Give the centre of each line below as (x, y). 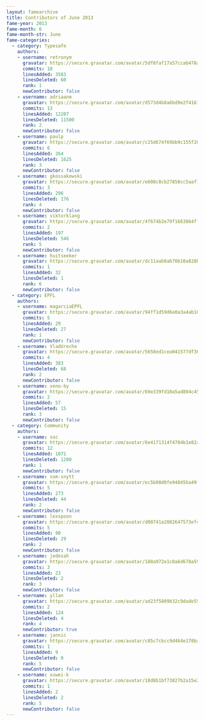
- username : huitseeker (47, 256)
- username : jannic (42, 635)
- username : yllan (40, 595)
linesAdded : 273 (43, 494)
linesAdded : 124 (43, 613)
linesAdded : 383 (43, 363)
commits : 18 (37, 69)
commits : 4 (36, 358)
